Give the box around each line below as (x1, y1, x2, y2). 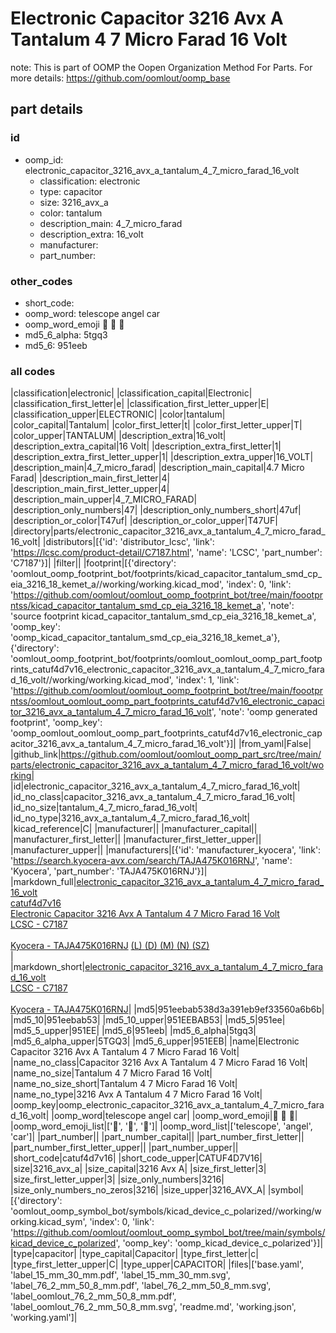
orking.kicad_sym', (10, 1216, 88, 1228)
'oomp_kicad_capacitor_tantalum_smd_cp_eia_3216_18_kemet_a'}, (10, 632, 281, 644)
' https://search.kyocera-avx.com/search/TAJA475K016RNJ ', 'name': (10, 855, 293, 867)
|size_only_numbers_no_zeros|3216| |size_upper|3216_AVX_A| (10, 1184, 266, 1196)
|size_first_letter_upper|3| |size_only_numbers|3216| (10, 1173, 225, 1186)
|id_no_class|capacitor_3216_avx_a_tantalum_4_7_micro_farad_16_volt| (10, 791, 296, 803)
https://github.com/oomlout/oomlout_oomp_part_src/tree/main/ (60, 748, 322, 761)
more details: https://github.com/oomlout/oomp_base (10, 72, 231, 84)
